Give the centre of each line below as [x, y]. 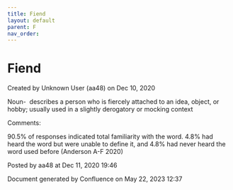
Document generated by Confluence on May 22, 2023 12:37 [95, 179]
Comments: [24, 123]
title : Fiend [27, 14]
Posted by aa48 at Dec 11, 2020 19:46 [62, 165]
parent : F [22, 27]
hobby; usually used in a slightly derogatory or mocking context [100, 109]
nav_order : [23, 34]
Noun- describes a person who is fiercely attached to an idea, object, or [113, 102]
